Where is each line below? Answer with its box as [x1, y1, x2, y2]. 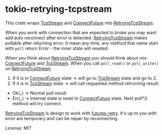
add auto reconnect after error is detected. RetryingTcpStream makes [5, 35, 148, 41]
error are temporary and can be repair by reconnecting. [5, 115, 119, 121]
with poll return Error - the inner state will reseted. [5, 45, 109, 51]
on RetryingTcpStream [5, 66, 51, 71]
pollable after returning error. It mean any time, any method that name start [5, 40, 159, 46]
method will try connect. [12, 100, 63, 106]
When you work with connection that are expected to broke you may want [5, 29, 157, 35]
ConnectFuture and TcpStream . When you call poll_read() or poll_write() [5, 60, 159, 66]
